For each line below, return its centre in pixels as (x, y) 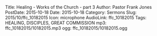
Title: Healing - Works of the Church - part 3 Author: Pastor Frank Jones (78, 7)
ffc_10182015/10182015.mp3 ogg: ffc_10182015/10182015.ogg (66, 28)
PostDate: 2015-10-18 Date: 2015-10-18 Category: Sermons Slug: (71, 12)
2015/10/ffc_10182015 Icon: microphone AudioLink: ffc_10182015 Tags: (76, 18)
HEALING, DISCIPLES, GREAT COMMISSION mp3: (56, 23)
